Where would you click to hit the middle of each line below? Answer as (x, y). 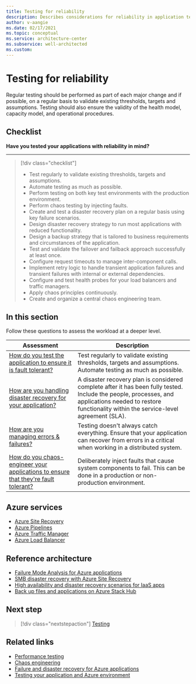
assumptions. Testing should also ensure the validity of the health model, (94, 107)
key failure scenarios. (55, 218)
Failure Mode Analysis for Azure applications (68, 572)
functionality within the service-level (128, 409)
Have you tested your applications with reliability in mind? (78, 146)
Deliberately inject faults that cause (126, 461)
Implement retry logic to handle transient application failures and (107, 268)
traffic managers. (50, 286)
